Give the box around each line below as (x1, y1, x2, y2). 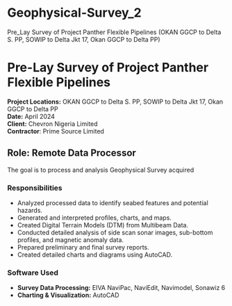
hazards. (17, 206, 43, 214)
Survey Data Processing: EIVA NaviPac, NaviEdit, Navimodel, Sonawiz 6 (17, 284, 226, 292)
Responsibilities (7, 183, 63, 193)
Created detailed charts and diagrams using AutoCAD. (17, 250, 172, 259)
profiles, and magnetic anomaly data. (17, 235, 124, 244)
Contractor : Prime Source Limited (7, 127, 104, 135)
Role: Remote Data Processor (7, 147, 137, 159)
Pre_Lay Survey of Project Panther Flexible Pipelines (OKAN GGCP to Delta (7, 28, 222, 36)
